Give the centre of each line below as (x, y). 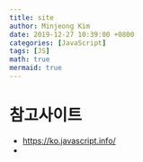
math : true (30, 59)
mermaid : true (36, 68)
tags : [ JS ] (30, 51)
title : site (31, 18)
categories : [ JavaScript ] (58, 43)
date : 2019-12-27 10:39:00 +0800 (72, 34)
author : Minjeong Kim (50, 26)
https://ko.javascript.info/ (69, 140)
